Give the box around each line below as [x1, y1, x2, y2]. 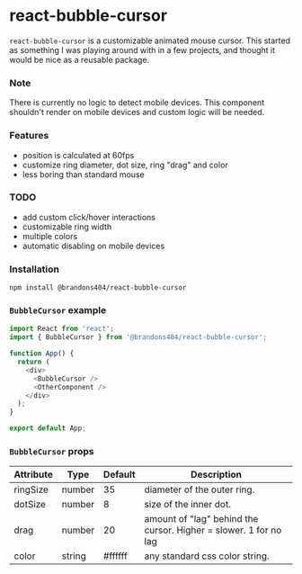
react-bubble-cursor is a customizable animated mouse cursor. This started [9, 35, 290, 46]
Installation [9, 263, 60, 275]
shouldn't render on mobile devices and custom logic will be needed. [9, 107, 265, 118]
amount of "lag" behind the [144, 513, 259, 525]
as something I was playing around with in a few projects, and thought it [9, 44, 276, 55]
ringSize [13, 483, 49, 496]
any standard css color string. [144, 550, 270, 562]
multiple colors [22, 230, 78, 241]
